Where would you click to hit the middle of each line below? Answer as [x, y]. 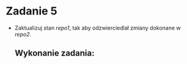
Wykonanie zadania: [55, 53]
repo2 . [23, 34]
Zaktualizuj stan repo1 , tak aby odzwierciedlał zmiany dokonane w [97, 28]
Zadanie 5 [31, 11]
